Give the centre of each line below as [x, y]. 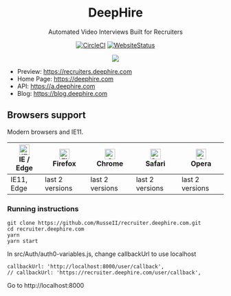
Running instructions [43, 208]
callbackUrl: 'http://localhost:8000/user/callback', [86, 267]
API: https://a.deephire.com [56, 86]
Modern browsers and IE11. [45, 132]
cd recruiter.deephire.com [46, 229]
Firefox [64, 164]
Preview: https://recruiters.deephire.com [75, 71]
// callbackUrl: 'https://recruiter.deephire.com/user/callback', [104, 273]
